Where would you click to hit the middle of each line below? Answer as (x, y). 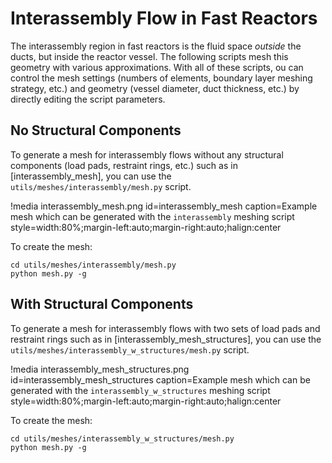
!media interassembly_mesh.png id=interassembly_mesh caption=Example (164, 206)
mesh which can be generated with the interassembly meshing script (152, 216)
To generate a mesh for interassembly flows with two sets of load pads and (165, 328)
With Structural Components (102, 304)
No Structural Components (96, 130)
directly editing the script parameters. (88, 99)
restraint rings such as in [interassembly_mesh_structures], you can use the (166, 339)
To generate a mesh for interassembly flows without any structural (147, 154)
